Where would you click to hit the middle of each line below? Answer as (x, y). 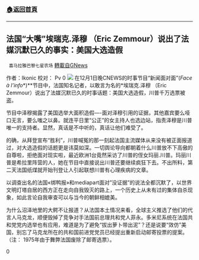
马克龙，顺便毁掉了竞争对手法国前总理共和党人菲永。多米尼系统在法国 (102, 217)
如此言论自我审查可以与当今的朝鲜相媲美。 (68, 198)
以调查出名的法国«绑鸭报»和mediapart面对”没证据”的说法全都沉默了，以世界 (99, 183)
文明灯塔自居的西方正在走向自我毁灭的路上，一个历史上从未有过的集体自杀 (97, 190)
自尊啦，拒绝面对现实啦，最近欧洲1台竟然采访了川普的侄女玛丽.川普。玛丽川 (99, 155)
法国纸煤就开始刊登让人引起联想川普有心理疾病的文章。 (84, 170)
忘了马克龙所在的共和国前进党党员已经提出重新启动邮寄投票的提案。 (105, 232)
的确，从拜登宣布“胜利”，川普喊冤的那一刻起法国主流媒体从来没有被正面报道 (99, 140)
